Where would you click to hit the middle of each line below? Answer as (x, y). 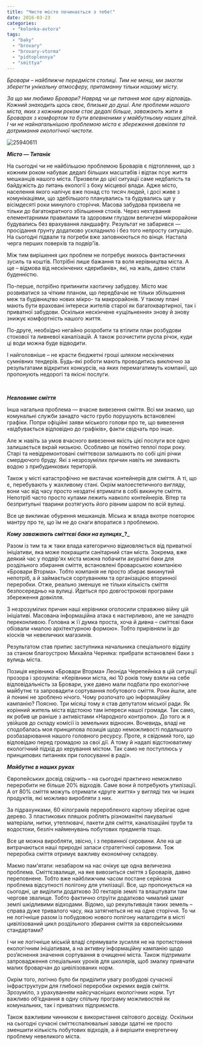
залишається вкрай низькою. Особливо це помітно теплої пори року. (96, 447)
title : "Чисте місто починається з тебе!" (61, 12)
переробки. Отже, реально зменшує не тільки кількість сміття (88, 584)
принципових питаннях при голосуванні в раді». (69, 755)
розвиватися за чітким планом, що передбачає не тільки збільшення (96, 293)
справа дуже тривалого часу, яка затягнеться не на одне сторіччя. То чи (101, 911)
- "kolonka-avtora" (37, 29)
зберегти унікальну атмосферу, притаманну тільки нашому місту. (93, 86)
